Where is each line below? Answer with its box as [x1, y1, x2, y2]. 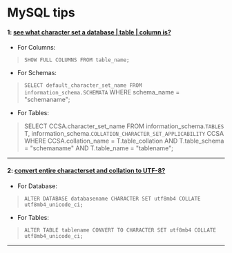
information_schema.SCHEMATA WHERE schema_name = [23, 88, 180, 97]
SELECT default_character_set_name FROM [23, 82, 142, 89]
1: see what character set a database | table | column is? [7, 28, 171, 36]
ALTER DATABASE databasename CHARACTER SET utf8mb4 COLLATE [23, 195, 201, 202]
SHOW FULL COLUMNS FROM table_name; [23, 57, 130, 63]
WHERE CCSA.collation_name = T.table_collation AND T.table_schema [23, 136, 224, 145]
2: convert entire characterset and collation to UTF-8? [7, 166, 166, 174]
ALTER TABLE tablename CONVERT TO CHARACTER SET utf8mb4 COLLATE [23, 226, 216, 234]
